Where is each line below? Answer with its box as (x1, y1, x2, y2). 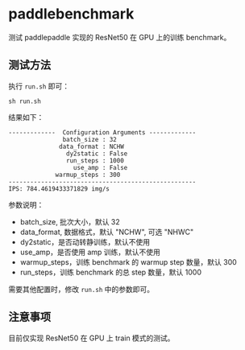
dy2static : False (65, 150, 128, 158)
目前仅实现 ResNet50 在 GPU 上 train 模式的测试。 (8, 333, 175, 343)
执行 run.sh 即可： (8, 81, 70, 91)
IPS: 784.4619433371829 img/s (8, 184, 110, 193)
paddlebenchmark (8, 5, 135, 23)
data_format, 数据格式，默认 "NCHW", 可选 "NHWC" (19, 227, 194, 237)
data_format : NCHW (59, 142, 125, 150)
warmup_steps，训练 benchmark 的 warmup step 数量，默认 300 (19, 257, 238, 266)
